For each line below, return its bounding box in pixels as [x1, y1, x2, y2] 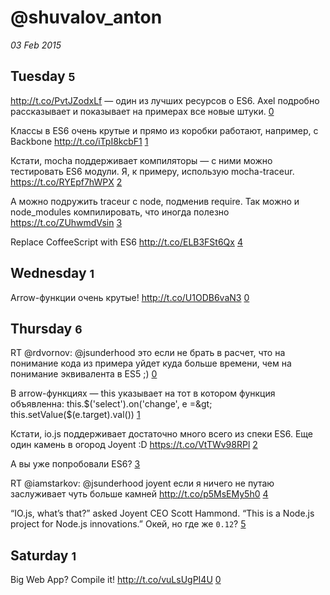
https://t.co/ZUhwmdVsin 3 [10, 216, 123, 228]
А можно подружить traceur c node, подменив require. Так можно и [10, 195, 300, 207]
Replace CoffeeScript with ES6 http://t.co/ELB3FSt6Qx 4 [10, 236, 243, 248]
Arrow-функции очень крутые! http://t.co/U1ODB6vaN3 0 [10, 291, 250, 303]
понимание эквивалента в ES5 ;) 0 [10, 368, 158, 380]
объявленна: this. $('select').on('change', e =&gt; [10, 398, 213, 410]
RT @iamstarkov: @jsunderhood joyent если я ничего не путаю [10, 477, 275, 490]
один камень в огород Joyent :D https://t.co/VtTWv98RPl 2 [10, 439, 258, 451]
